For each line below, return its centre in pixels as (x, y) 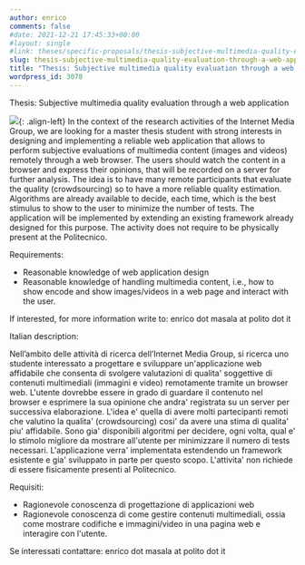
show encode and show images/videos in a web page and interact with (155, 291)
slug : (20, 60)
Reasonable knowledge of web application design (116, 272)
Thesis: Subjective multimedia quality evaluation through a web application (149, 102)
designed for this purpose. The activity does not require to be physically (144, 227)
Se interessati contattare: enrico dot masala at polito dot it (118, 550)
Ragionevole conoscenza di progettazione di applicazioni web (138, 504)
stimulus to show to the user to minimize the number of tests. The (132, 208)
